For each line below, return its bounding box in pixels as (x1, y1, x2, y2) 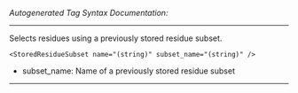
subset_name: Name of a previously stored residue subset (21, 66, 235, 76)
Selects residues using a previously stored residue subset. (9, 33, 223, 43)
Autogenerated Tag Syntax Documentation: (9, 8, 169, 18)
